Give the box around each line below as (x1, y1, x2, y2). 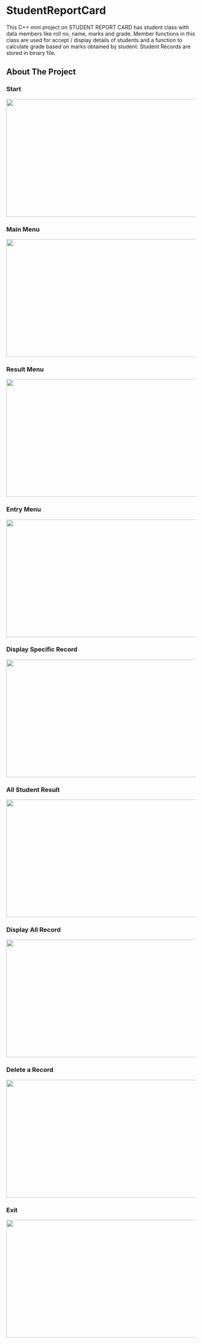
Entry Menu (6, 505, 41, 514)
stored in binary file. (6, 49, 56, 56)
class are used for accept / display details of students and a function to (6, 36, 183, 43)
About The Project (6, 67, 76, 77)
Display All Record (6, 926, 61, 934)
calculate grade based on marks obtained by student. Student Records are (6, 43, 191, 50)
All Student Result (6, 786, 60, 794)
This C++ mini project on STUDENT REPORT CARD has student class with (6, 24, 189, 31)
